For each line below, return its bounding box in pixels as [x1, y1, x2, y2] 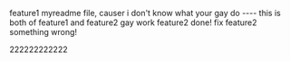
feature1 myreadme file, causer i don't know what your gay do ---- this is [9, 8, 281, 18]
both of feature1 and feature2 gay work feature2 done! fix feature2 [9, 17, 257, 28]
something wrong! [9, 27, 78, 37]
